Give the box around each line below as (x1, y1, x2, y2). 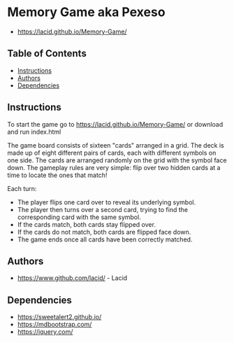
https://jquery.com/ (17, 328, 73, 336)
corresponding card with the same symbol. (17, 213, 141, 221)
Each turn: (7, 184, 37, 192)
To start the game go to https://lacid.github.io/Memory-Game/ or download (7, 120, 224, 128)
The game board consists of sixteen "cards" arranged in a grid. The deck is (7, 141, 225, 149)
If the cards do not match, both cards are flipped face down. (17, 227, 191, 236)
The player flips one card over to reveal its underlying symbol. (17, 197, 196, 206)
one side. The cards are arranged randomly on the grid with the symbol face (7, 155, 227, 164)
